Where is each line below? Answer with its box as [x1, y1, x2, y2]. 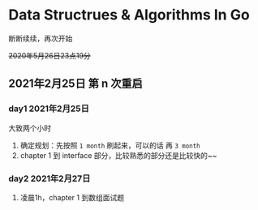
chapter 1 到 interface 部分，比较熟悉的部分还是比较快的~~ [19, 150, 217, 160]
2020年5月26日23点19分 [8, 50, 91, 60]
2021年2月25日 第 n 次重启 [8, 77, 144, 91]
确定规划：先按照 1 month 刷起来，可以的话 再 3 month [19, 140, 200, 150]
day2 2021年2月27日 [8, 173, 91, 184]
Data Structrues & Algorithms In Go [8, 6, 250, 24]
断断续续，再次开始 [8, 33, 73, 43]
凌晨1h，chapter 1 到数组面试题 [19, 192, 124, 202]
